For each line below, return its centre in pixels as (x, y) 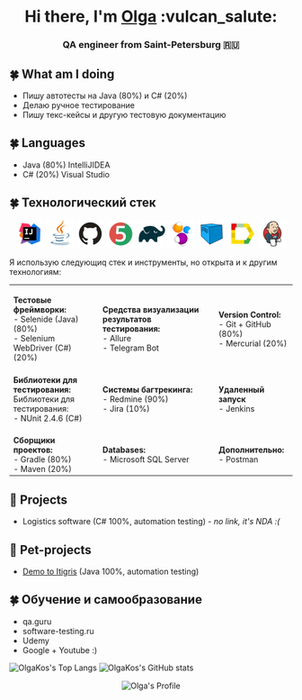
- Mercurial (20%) (253, 343)
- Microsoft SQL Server (146, 459)
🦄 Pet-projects (50, 550)
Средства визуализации (151, 310)
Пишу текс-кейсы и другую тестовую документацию (124, 114)
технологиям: (36, 271)
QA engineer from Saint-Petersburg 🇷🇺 (151, 45)
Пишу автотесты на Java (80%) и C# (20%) (105, 95)
